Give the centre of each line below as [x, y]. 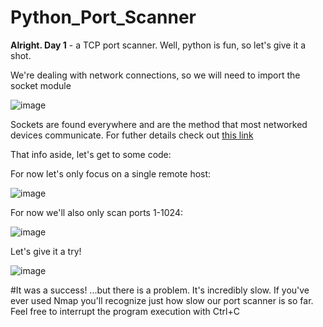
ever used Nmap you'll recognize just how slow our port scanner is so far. [162, 300]
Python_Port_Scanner [103, 17]
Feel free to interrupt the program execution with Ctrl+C [125, 311]
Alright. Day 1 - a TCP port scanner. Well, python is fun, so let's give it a [158, 45]
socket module [41, 85]
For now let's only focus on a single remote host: [111, 173]
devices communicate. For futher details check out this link [132, 135]
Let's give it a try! [46, 251]
